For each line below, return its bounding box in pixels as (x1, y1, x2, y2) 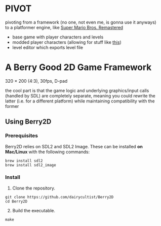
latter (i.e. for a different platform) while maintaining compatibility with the (5, 98, 155, 104)
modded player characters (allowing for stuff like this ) (12, 39, 122, 45)
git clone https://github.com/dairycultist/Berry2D (5, 194, 114, 199)
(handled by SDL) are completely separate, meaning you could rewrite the (5, 93, 156, 98)
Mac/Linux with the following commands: (5, 149, 90, 155)
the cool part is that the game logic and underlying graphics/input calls (5, 87, 149, 94)
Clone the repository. (12, 185, 55, 191)
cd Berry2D (5, 199, 28, 204)
